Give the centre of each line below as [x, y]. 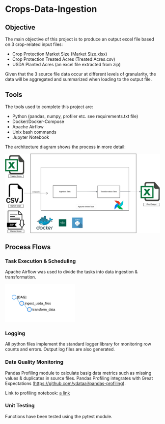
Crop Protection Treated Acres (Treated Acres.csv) [64, 59]
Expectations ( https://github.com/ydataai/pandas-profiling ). [66, 383]
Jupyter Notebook [30, 137]
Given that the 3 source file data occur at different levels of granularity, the [81, 74]
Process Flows [28, 247]
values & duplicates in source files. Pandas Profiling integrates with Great [79, 378]
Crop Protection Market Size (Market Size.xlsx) [59, 54]
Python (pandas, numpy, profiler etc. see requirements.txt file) [75, 116]
